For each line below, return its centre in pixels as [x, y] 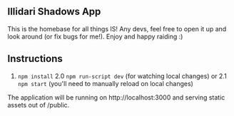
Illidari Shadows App [54, 12]
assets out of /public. [39, 105]
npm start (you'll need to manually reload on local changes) [106, 83]
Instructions [35, 59]
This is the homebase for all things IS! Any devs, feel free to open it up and [117, 28]
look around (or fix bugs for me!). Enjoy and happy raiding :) [95, 36]
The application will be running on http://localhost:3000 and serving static [116, 97]
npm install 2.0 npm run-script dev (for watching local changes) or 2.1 [122, 76]
